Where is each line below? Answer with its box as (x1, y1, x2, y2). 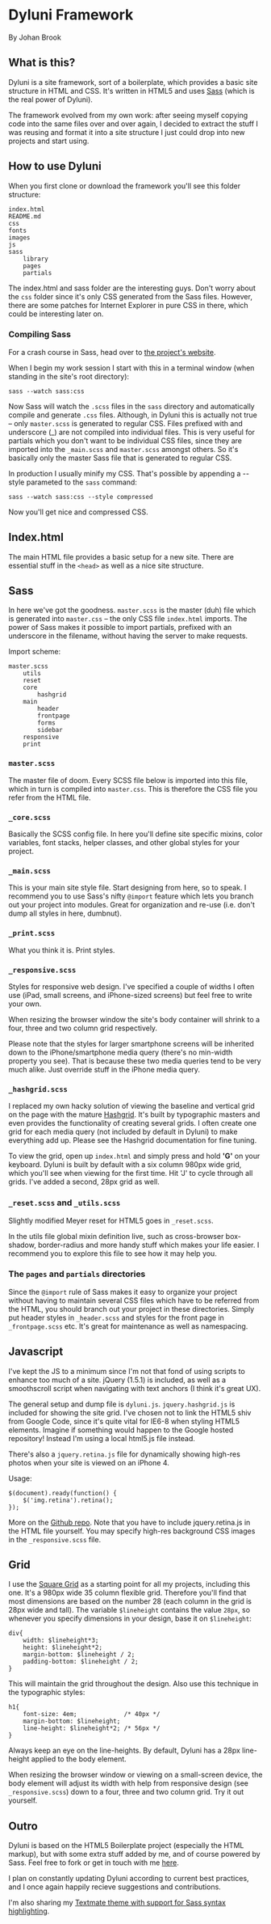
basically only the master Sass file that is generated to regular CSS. (8, 453, 232, 463)
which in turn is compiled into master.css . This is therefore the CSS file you (8, 784, 258, 793)
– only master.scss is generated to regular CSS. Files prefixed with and (8, 418, 244, 428)
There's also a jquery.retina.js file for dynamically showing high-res (8, 1449, 240, 1459)
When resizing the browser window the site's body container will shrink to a (8, 1014, 261, 1024)
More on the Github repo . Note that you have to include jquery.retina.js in (8, 1517, 251, 1527)
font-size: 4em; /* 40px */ (23, 1710, 161, 1719)
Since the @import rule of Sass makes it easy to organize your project (8, 1287, 238, 1296)
